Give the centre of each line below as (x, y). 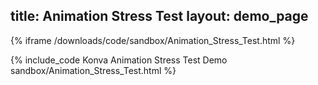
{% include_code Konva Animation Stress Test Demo (119, 60)
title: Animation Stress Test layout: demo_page (159, 16)
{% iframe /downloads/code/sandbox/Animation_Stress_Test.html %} (153, 40)
